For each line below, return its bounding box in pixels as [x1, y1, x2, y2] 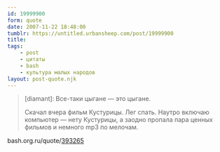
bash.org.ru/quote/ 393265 [7, 137, 84, 145]
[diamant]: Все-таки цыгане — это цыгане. [24, 95, 151, 103]
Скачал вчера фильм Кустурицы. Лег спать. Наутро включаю [24, 108, 210, 116]
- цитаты [20, 56, 46, 63]
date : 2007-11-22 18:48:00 [7, 23, 86, 30]
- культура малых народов [20, 69, 96, 76]
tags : [7, 43, 23, 50]
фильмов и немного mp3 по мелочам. [24, 123, 139, 132]
